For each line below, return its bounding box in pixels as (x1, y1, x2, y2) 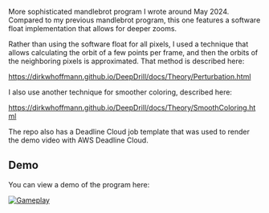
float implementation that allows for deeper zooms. (8, 24, 177, 33)
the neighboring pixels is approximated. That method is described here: (8, 56, 245, 66)
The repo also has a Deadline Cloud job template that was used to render (8, 127, 251, 136)
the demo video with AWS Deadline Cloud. (8, 135, 149, 145)
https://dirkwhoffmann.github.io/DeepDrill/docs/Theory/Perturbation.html (8, 72, 251, 81)
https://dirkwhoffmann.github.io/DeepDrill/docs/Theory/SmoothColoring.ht (8, 103, 256, 112)
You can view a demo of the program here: (8, 179, 150, 189)
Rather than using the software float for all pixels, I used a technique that (8, 39, 249, 49)
